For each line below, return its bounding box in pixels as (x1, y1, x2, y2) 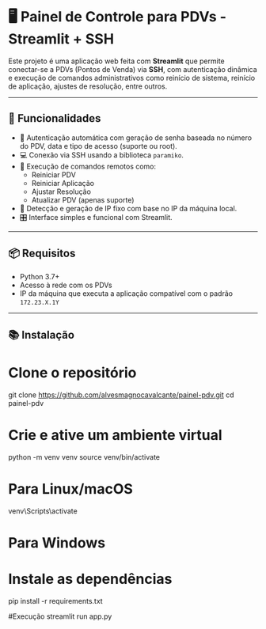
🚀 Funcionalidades (8, 112, 101, 125)
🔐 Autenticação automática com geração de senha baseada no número (19, 133, 252, 142)
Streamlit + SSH (8, 30, 115, 48)
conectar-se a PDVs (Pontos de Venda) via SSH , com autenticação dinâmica (8, 64, 257, 74)
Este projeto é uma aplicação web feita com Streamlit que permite (8, 56, 226, 66)
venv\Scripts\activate (8, 506, 78, 516)
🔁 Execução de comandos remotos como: (19, 161, 157, 171)
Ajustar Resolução (31, 187, 91, 196)
